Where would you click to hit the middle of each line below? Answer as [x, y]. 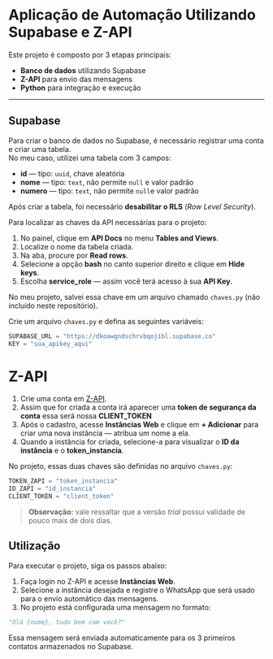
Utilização [35, 546]
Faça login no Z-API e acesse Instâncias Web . [98, 581]
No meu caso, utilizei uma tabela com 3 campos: [90, 158]
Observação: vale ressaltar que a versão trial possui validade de [137, 512]
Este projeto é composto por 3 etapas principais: [90, 54]
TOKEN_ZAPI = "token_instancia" [63, 481]
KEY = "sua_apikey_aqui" [50, 344]
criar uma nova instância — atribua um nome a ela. [105, 433]
